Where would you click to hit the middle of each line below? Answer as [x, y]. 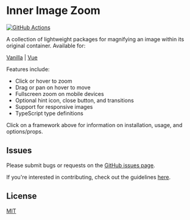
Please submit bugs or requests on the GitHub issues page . [81, 165]
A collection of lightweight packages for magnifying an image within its [95, 39]
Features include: [28, 69]
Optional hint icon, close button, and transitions [74, 100]
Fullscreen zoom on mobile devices [60, 94]
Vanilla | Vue [22, 57]
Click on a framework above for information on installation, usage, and [94, 125]
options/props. [25, 131]
